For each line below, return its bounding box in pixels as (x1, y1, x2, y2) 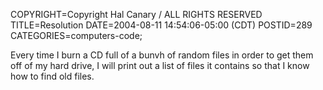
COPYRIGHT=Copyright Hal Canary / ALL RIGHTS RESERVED (10, 9, 263, 20)
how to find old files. (10, 70, 95, 82)
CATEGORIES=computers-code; (10, 30, 143, 41)
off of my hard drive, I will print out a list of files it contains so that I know (10, 60, 310, 71)
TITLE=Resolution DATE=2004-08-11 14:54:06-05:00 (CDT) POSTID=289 (10, 19, 313, 31)
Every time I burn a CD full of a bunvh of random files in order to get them (10, 49, 314, 61)
